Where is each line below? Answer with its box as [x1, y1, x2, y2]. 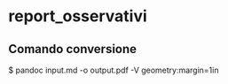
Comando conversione [8, 42, 138, 57]
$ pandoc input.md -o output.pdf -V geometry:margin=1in [8, 65, 219, 75]
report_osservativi [8, 6, 147, 27]
